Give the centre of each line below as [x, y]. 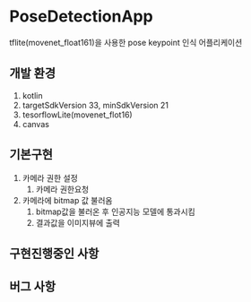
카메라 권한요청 [62, 189]
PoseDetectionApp [82, 17]
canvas [35, 124]
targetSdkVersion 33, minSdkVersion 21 [95, 105]
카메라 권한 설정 [50, 177]
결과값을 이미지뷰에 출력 [78, 222]
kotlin [32, 95]
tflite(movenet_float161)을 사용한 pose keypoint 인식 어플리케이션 [126, 42]
